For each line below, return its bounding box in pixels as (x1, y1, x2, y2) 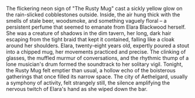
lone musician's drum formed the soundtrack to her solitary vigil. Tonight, (6, 61, 183, 68)
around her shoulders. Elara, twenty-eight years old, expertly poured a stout (6, 42, 189, 49)
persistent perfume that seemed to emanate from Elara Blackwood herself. (6, 23, 186, 30)
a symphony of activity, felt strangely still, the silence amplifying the (6, 79, 170, 86)
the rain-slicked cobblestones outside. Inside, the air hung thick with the (6, 11, 180, 18)
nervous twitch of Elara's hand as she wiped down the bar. (6, 86, 148, 92)
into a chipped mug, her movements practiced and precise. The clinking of (6, 48, 186, 55)
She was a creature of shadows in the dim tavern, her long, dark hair (6, 30, 172, 37)
